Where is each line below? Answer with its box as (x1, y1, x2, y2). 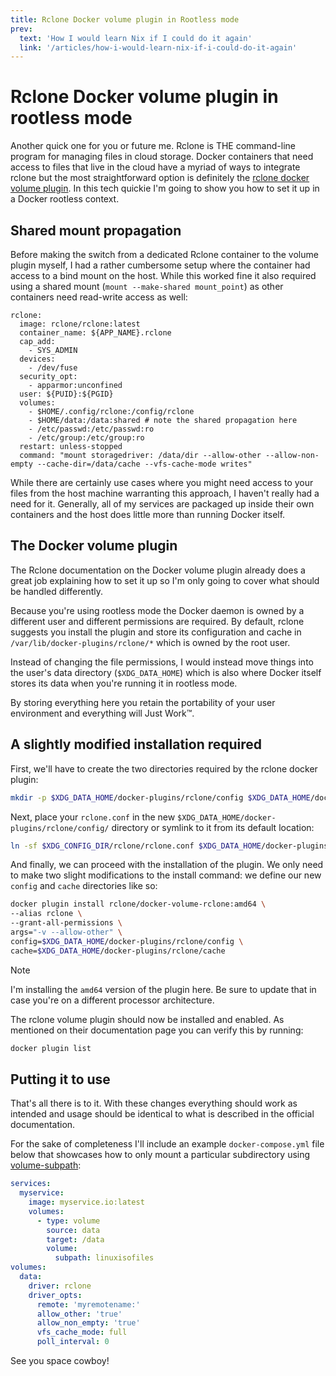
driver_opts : (28, 1290, 83, 1300)
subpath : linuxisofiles (54, 1253, 155, 1263)
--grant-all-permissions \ (10, 918, 123, 928)
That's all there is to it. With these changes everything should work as (10, 1097, 298, 1110)
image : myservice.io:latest (28, 1197, 145, 1208)
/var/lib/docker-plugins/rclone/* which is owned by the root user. (10, 636, 291, 648)
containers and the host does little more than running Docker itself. (10, 509, 286, 520)
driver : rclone (28, 1281, 92, 1291)
